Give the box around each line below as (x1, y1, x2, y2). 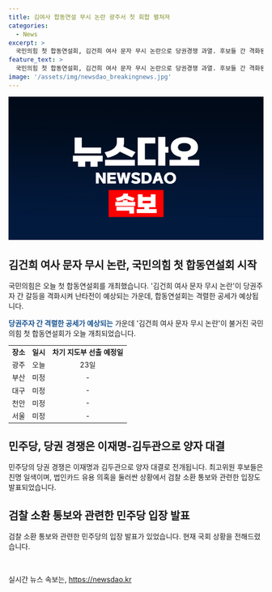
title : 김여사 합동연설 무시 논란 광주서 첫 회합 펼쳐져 (8, 13, 171, 21)
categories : (8, 21, 49, 30)
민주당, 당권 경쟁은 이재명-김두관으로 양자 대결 (8, 439, 225, 453)
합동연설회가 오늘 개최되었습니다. (32, 329, 136, 339)
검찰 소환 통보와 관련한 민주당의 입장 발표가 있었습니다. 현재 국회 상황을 (8, 531, 233, 542)
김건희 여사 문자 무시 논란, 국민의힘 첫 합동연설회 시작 (8, 258, 257, 271)
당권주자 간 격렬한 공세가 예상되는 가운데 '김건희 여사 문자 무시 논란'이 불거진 (8, 318, 249, 328)
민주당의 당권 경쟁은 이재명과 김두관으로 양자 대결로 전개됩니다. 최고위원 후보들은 (8, 462, 264, 472)
